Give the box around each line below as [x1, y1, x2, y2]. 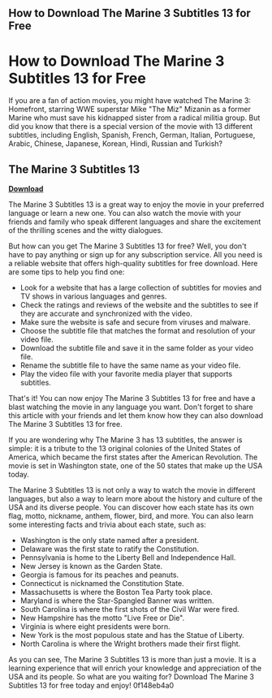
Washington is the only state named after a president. [19, 536, 200, 545]
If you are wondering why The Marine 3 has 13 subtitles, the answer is [8, 435, 243, 445]
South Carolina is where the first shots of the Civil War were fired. [19, 605, 240, 614]
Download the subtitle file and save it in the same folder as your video [19, 343, 254, 353]
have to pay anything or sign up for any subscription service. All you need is [8, 250, 263, 260]
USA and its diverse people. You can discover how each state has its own [8, 502, 254, 512]
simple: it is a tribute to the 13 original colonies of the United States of [8, 444, 241, 454]
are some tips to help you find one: [8, 267, 125, 277]
